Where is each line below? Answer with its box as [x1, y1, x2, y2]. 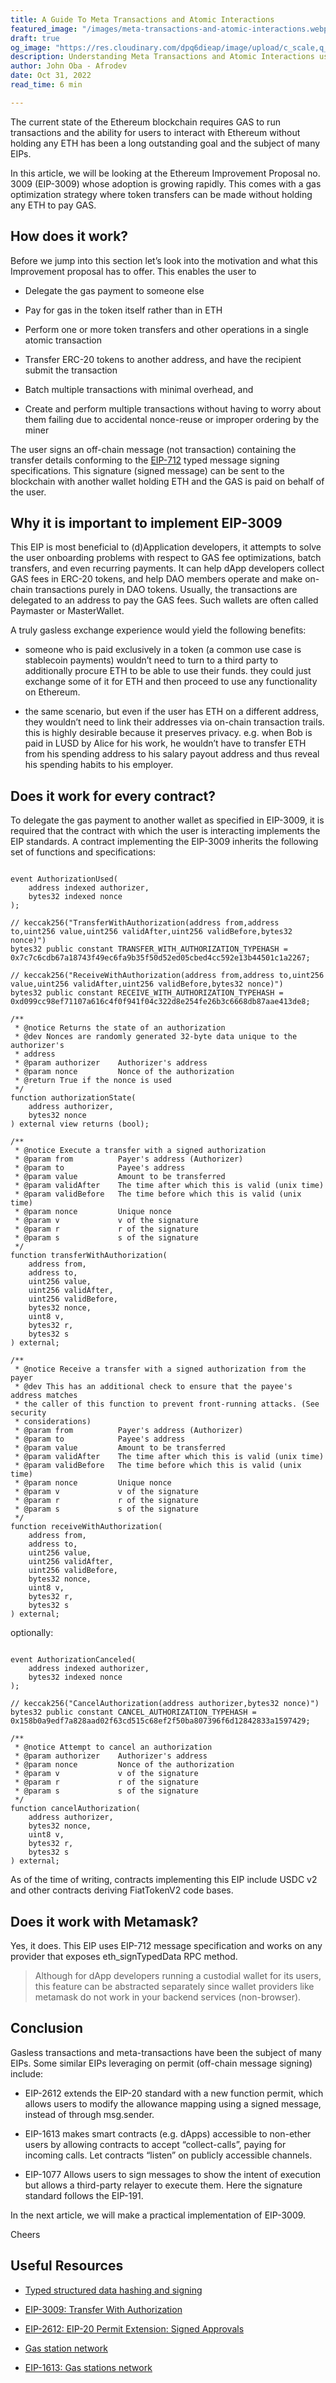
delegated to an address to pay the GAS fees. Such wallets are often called [10, 594, 319, 606]
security [10, 1408, 47, 1418]
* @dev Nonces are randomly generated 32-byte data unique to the [14, 1032, 298, 1042]
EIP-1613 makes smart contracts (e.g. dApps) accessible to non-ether [24, 2127, 312, 2140]
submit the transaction [24, 364, 118, 376]
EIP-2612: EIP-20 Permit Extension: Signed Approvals [24, 2322, 245, 2335]
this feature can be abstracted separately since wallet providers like [34, 1981, 315, 1992]
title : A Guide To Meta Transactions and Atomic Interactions [10, 14, 275, 25]
